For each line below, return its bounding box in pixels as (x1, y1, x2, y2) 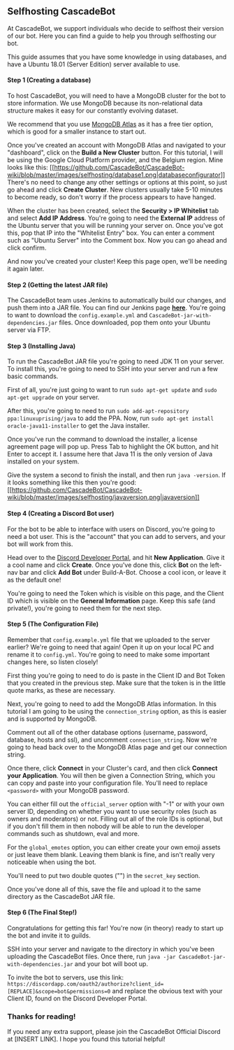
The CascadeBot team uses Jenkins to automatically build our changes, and (7, 296, 226, 305)
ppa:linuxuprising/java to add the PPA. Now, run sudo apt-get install (7, 414, 214, 422)
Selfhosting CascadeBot (7, 6, 116, 17)
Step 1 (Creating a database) (7, 76, 92, 85)
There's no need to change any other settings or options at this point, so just (7, 178, 228, 187)
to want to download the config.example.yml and (7, 311, 148, 319)
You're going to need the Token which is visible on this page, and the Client (7, 589, 224, 597)
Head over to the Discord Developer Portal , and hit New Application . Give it (7, 553, 225, 561)
